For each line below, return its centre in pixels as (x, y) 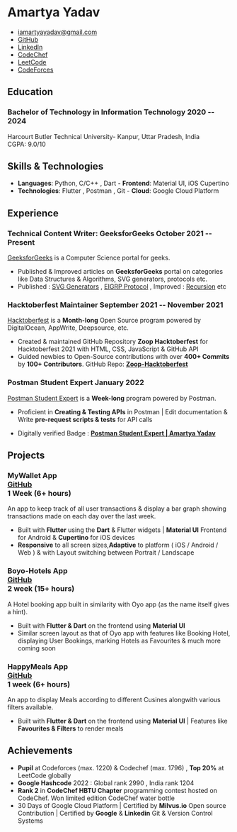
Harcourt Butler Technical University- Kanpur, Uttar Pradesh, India (104, 136)
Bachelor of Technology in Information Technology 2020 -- (111, 112)
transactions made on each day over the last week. (82, 516)
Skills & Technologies (56, 166)
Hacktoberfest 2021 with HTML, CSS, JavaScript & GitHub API (108, 349)
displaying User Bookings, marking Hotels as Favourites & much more (119, 640)
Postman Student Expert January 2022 (76, 382)
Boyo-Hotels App (37, 571)
